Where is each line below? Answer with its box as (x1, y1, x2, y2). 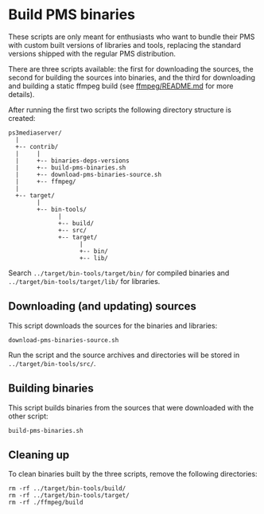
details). (8, 89, 35, 99)
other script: (8, 411, 49, 421)
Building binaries (8, 382, 94, 395)
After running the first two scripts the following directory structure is (8, 105, 232, 115)
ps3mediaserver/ (8, 129, 62, 137)
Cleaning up (8, 448, 70, 461)
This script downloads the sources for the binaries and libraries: (8, 321, 218, 330)
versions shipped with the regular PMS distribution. (8, 49, 177, 58)
